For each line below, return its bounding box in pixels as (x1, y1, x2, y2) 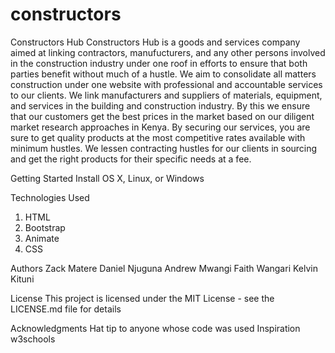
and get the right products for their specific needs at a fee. (10, 153, 252, 165)
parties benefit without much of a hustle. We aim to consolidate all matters (10, 68, 317, 80)
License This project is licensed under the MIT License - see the (10, 292, 275, 304)
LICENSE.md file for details (10, 303, 122, 315)
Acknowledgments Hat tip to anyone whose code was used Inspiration (10, 322, 301, 334)
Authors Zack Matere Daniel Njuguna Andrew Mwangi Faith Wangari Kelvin (10, 262, 318, 274)
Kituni (10, 273, 35, 285)
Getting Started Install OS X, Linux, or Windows (10, 172, 205, 184)
